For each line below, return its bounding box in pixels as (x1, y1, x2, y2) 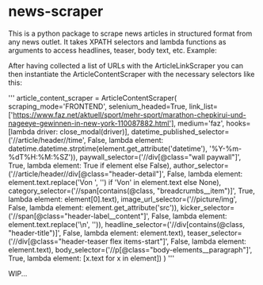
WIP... (8, 268, 28, 278)
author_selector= (173, 160, 229, 170)
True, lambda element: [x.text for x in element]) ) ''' (8, 253, 175, 263)
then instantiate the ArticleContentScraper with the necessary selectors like (8, 69, 255, 79)
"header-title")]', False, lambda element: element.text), (8, 228, 186, 237)
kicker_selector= (181, 202, 235, 212)
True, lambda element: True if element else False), (8, 160, 172, 170)
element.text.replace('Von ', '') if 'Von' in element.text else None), (8, 177, 222, 187)
